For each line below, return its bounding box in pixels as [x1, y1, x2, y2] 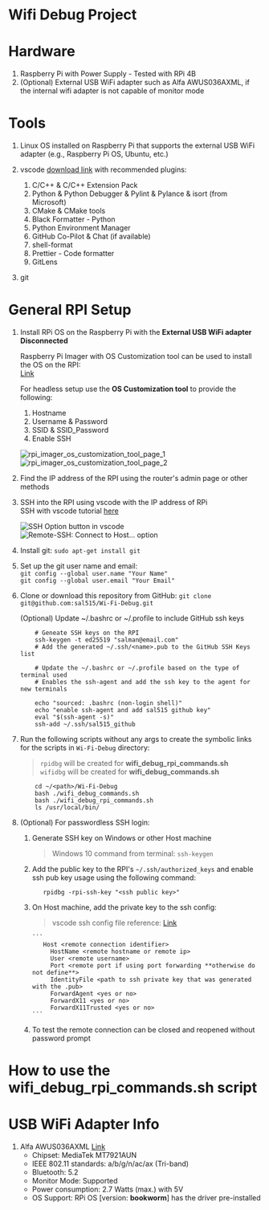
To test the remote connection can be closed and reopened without [31, 1025, 255, 1034]
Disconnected [19, 336, 68, 345]
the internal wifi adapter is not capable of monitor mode [19, 86, 205, 96]
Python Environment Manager [31, 223, 131, 233]
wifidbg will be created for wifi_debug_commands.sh [39, 767, 219, 776]
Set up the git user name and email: [19, 561, 138, 571]
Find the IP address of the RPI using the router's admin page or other [19, 474, 248, 483]
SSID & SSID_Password [31, 426, 109, 434]
